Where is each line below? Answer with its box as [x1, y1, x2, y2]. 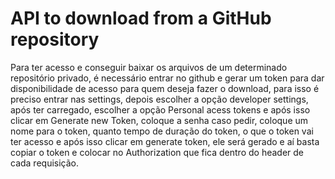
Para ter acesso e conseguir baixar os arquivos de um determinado [10, 61, 288, 73]
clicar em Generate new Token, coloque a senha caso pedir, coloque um [10, 114, 309, 126]
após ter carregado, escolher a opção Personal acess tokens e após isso [10, 103, 311, 116]
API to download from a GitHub [10, 7, 272, 30]
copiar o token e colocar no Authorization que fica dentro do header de [10, 146, 305, 158]
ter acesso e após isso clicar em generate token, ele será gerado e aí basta [10, 135, 320, 147]
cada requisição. [10, 157, 80, 169]
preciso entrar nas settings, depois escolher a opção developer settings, [10, 93, 309, 105]
